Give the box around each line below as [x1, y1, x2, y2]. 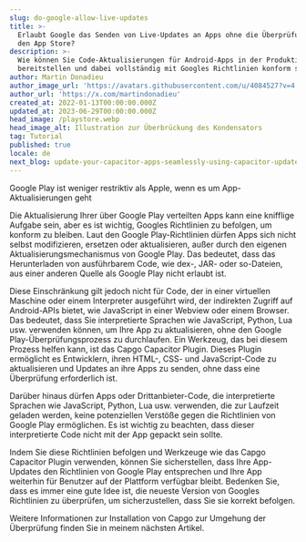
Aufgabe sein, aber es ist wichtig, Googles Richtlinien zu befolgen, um [9, 220, 272, 230]
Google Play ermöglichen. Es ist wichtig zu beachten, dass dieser [9, 419, 255, 430]
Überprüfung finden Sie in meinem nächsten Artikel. [9, 522, 205, 533]
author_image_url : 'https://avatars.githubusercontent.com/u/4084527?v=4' [9, 81, 300, 90]
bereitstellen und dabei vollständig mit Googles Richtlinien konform [17, 65, 291, 74]
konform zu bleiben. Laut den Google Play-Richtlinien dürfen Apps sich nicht [9, 229, 297, 240]
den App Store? [17, 38, 76, 48]
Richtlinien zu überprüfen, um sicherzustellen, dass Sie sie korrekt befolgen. [9, 495, 296, 506]
